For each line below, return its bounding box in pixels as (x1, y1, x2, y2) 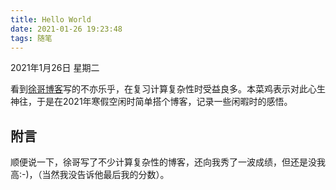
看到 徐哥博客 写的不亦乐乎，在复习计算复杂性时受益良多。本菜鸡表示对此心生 (10, 83, 326, 95)
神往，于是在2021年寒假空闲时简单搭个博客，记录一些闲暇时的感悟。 (10, 96, 293, 108)
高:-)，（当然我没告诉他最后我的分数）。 (10, 169, 170, 181)
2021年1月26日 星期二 (10, 62, 100, 74)
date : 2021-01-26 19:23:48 (10, 24, 123, 34)
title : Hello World (10, 14, 92, 25)
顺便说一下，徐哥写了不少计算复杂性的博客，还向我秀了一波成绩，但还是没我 (10, 156, 326, 168)
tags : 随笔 (10, 33, 53, 43)
